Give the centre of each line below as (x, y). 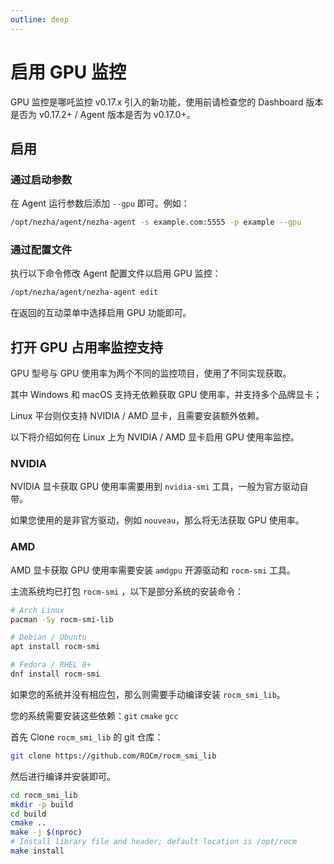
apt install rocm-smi (55, 647)
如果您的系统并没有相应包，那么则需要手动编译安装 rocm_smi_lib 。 (148, 694)
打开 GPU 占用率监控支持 (86, 347)
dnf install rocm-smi (55, 674)
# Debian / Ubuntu (48, 637)
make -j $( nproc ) (46, 832)
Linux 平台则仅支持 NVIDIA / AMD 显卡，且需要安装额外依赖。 (137, 416)
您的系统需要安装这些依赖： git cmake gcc (94, 715)
